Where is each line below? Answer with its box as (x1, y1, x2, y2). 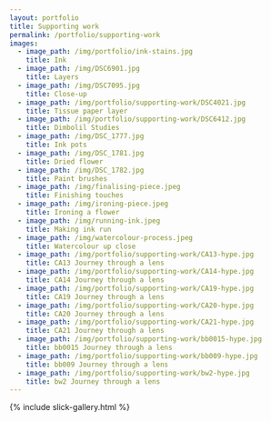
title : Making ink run (25, 225, 112, 234)
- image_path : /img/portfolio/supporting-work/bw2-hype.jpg (17, 368, 250, 377)
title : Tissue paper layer (25, 106, 128, 115)
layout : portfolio (9, 13, 79, 23)
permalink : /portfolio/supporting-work (9, 30, 161, 39)
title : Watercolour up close (25, 242, 136, 251)
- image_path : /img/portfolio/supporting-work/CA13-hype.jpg (17, 250, 255, 259)
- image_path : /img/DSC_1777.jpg (17, 132, 145, 141)
